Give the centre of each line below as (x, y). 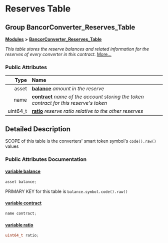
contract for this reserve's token (69, 103)
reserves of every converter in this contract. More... (58, 54)
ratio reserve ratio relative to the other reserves (87, 111)
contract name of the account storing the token (88, 97)
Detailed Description (38, 129)
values (12, 146)
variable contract (23, 203)
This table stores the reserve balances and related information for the (77, 49)
